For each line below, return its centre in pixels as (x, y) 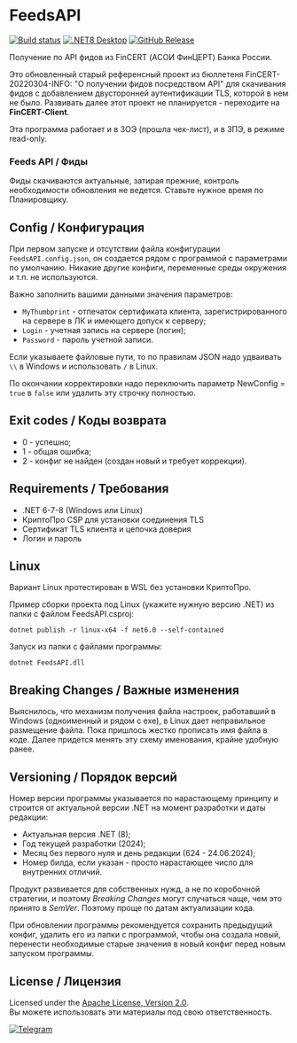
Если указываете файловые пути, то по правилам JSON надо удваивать (145, 357)
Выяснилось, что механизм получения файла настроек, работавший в (143, 712)
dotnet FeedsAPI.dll (47, 663)
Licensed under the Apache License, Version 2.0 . (99, 1002)
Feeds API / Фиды (49, 161)
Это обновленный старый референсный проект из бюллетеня (126, 74)
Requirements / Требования (89, 489)
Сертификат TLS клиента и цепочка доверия (107, 529)
